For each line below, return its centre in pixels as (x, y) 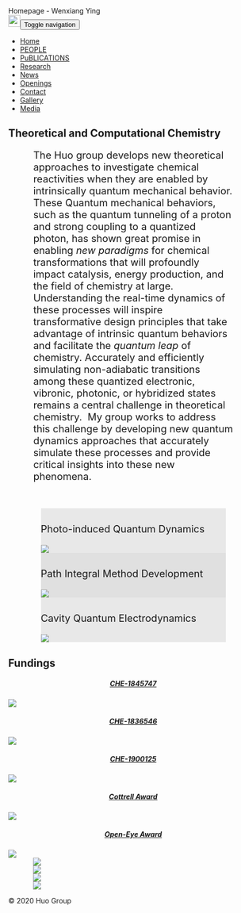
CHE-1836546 (133, 721)
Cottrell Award (133, 796)
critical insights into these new (104, 465)
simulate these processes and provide (122, 453)
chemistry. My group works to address (124, 417)
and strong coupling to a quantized (115, 227)
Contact (33, 92)
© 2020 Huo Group (40, 901)
